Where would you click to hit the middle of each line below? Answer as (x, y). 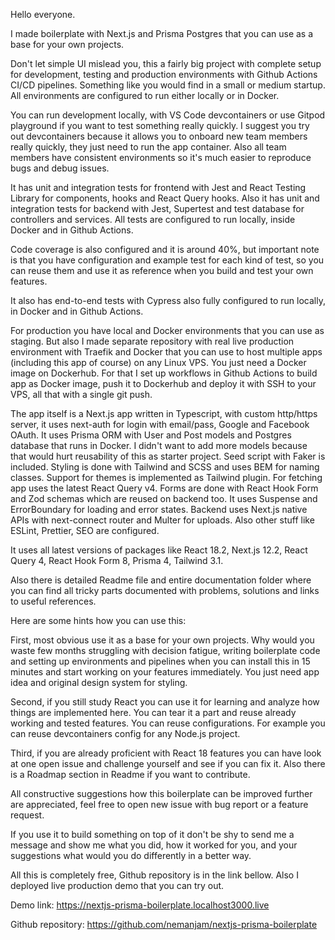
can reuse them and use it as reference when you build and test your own (162, 270)
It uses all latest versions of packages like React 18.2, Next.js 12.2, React (159, 550)
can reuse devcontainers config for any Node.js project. (125, 733)
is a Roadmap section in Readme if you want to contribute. (130, 774)
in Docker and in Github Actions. (77, 311)
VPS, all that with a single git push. (81, 394)
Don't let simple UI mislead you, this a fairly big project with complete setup (166, 63)
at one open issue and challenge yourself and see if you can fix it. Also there (168, 763)
